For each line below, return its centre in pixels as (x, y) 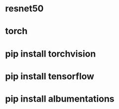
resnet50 (24, 9)
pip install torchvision (51, 54)
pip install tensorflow (50, 76)
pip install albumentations (60, 99)
